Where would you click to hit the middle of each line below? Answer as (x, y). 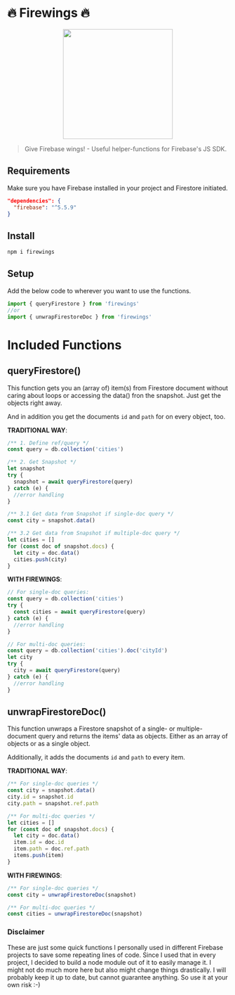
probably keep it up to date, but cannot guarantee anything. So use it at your (117, 977)
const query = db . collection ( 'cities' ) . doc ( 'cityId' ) (88, 651)
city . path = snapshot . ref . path (53, 803)
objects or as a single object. (49, 744)
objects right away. (35, 403)
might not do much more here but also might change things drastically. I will (117, 970)
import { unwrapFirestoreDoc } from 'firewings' (80, 317)
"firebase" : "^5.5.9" (45, 207)
